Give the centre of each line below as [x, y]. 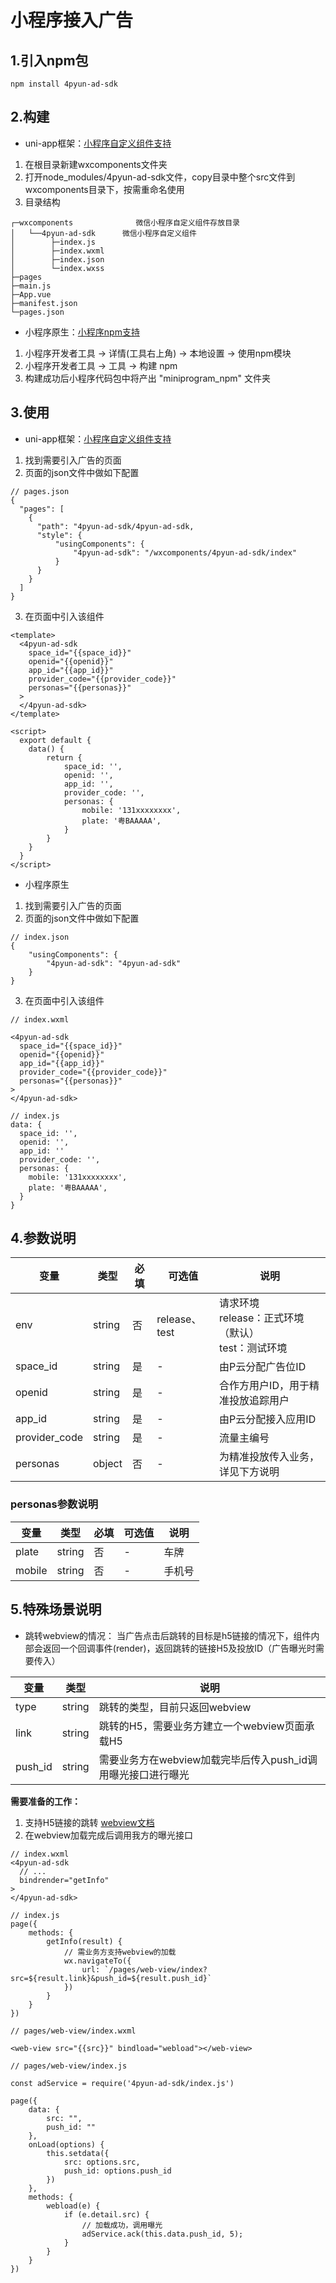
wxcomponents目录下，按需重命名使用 [104, 189]
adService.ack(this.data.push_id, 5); [162, 2234]
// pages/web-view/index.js [69, 2066]
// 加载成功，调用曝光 [122, 2225]
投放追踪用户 [259, 1401]
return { [64, 757]
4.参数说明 [43, 1238]
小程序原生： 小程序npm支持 [82, 332]
